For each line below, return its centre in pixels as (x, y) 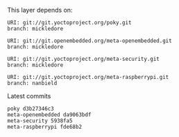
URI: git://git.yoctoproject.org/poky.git (69, 23)
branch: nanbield (32, 83)
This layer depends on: (40, 10)
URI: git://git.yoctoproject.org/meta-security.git (83, 59)
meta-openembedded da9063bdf (49, 115)
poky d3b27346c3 (31, 109)
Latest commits (29, 96)
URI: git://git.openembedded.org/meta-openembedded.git (89, 41)
